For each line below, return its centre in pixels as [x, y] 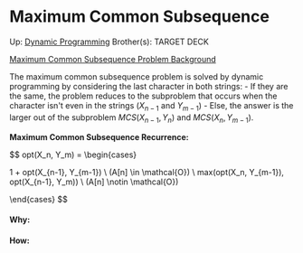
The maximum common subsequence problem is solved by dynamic [137, 76]
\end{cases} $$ [38, 199]
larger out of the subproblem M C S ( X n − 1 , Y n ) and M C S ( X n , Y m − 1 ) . [132, 118]
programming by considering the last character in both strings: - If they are [149, 86]
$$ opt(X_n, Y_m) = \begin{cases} [73, 155]
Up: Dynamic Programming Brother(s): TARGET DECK [109, 42]
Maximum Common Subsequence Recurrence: [99, 136]
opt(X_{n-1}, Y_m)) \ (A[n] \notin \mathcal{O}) [94, 182]
